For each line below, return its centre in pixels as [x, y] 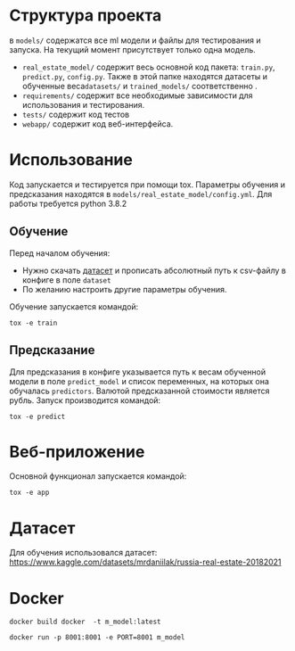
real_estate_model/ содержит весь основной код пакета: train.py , [148, 67]
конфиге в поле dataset [66, 280]
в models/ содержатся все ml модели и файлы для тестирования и [135, 40]
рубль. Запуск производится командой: [85, 400]
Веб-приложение [77, 452]
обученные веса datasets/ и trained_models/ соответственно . [140, 86]
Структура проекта [86, 16]
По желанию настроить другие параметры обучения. [124, 289]
